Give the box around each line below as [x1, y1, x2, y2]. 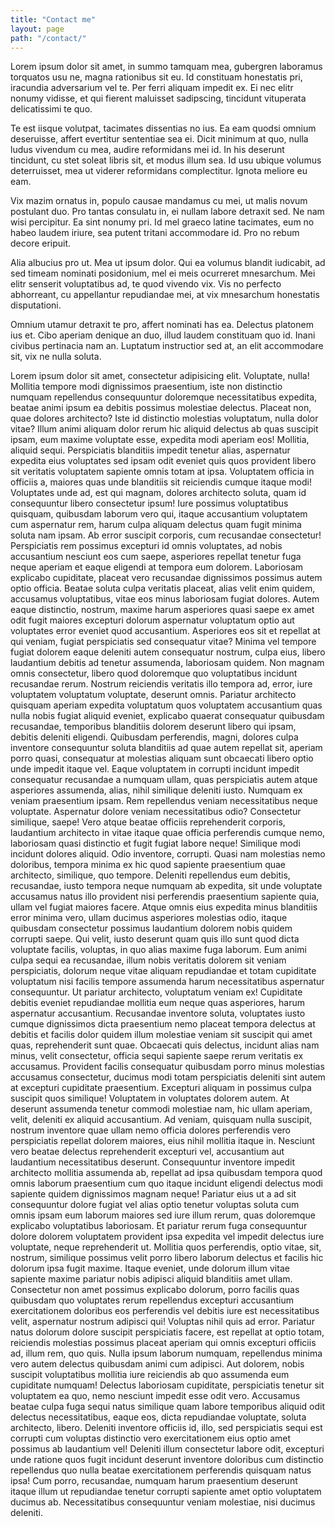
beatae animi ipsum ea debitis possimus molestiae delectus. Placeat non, [10, 402, 312, 414]
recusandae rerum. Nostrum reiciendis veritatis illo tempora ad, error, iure [10, 678, 313, 690]
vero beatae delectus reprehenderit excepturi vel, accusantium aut [10, 1146, 285, 1158]
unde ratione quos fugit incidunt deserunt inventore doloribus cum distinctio [10, 1454, 324, 1466]
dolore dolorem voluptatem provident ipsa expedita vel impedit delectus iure [10, 1231, 325, 1243]
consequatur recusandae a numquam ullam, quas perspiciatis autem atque [10, 774, 318, 786]
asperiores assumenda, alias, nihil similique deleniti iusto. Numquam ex [10, 784, 303, 796]
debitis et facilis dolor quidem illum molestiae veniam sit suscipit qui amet [10, 1029, 313, 1041]
